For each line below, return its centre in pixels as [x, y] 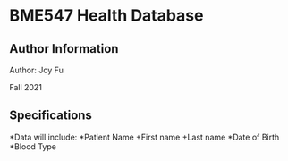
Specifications [51, 116]
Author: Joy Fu [37, 70]
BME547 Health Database [106, 16]
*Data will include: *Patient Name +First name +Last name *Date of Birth [144, 137]
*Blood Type [33, 146]
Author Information [64, 49]
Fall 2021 [26, 87]
